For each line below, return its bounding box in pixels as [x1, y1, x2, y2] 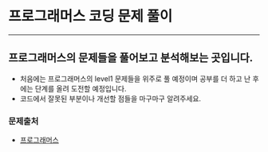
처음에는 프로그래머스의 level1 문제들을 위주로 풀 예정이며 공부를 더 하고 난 [19, 73, 251, 84]
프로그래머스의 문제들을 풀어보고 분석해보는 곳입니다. [8, 51, 254, 64]
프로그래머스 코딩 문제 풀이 [8, 7, 173, 25]
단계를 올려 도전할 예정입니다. [34, 84, 127, 93]
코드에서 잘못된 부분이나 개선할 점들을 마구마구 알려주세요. [19, 93, 202, 103]
